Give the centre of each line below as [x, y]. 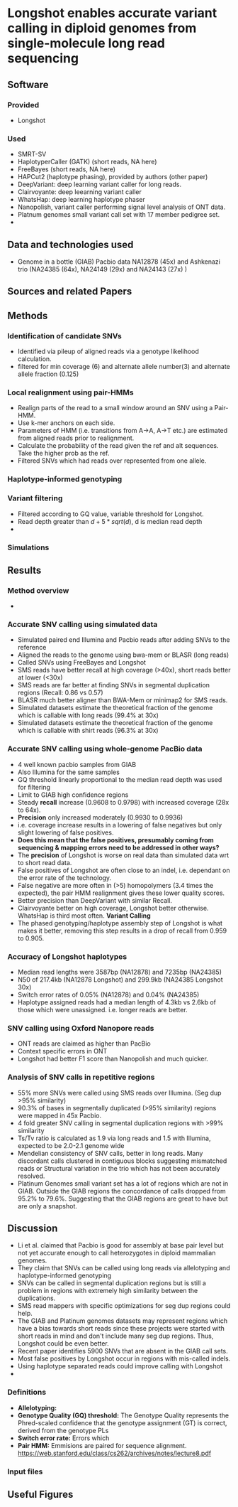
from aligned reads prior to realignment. [76, 438]
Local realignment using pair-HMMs [70, 392]
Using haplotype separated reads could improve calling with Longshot [120, 1366]
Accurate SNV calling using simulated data [83, 625]
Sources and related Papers [70, 292]
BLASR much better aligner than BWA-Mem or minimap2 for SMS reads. [123, 700]
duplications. [36, 1298]
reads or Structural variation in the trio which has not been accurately [119, 1168]
